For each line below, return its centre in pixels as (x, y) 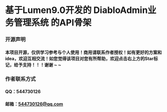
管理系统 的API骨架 (53, 23)
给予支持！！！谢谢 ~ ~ (37, 65)
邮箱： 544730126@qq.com (34, 104)
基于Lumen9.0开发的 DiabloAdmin (77, 10)
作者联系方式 (21, 79)
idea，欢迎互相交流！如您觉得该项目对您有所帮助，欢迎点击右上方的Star (80, 58)
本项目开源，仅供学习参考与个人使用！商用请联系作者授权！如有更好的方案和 (83, 52)
